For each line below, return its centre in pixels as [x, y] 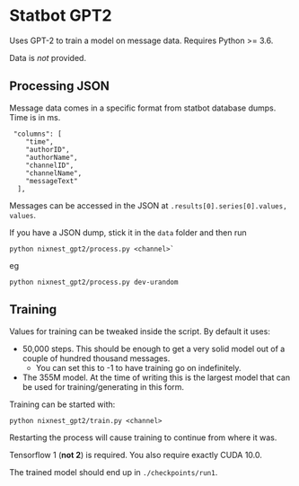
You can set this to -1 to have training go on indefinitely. [138, 367]
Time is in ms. [35, 117]
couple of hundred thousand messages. [96, 358]
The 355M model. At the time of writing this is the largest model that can [156, 377]
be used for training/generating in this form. [103, 386]
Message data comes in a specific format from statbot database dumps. [143, 108]
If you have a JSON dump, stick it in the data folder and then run [128, 232]
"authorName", [52, 157]
